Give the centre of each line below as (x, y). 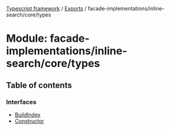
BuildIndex (27, 115)
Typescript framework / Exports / (46, 9)
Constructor (29, 121)
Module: (27, 39)
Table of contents (39, 85)
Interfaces (21, 102)
